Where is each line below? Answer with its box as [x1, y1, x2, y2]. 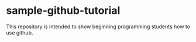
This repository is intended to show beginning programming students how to [6, 23, 191, 30]
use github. [6, 29, 33, 36]
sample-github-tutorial [6, 4, 121, 17]
